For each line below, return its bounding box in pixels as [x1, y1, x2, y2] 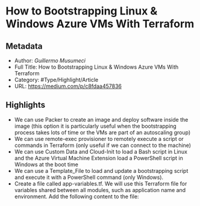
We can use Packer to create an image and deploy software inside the [14, 116, 189, 123]
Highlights [5, 100, 46, 110]
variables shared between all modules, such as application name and [14, 186, 186, 193]
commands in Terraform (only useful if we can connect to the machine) [14, 142, 191, 149]
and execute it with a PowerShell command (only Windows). [14, 173, 164, 181]
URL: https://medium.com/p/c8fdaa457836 [14, 83, 122, 90]
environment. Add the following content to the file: [14, 193, 139, 200]
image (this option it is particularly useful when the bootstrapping [14, 122, 177, 130]
